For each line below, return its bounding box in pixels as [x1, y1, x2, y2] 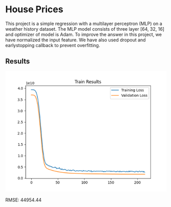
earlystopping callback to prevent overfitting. [5, 42, 100, 48]
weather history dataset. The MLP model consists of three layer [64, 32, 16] [5, 26, 165, 32]
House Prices [5, 4, 63, 15]
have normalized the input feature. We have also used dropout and [5, 37, 146, 43]
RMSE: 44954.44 [5, 197, 42, 203]
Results [5, 57, 30, 66]
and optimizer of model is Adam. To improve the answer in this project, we [5, 31, 162, 37]
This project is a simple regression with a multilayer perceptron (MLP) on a [5, 20, 162, 27]
